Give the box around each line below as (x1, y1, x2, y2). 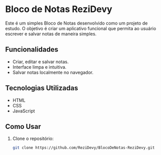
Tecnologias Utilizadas (5, 84, 78, 92)
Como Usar (5, 122, 41, 131)
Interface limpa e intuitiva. (12, 64, 67, 70)
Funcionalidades (5, 45, 59, 54)
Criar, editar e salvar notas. (12, 59, 69, 65)
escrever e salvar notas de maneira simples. (5, 31, 97, 37)
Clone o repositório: (12, 135, 54, 141)
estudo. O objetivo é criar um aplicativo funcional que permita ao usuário (5, 25, 156, 31)
